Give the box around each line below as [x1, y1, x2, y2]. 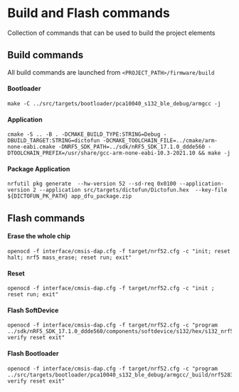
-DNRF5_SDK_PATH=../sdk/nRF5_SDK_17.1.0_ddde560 [58, 144, 205, 151]
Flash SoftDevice [7, 306, 59, 314]
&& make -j [198, 149, 231, 157]
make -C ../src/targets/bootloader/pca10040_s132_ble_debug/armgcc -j [7, 100, 221, 107]
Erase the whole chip [7, 232, 71, 240]
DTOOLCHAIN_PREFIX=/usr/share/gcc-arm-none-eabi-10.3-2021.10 [7, 149, 196, 157]
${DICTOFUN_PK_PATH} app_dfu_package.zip [7, 193, 132, 200]
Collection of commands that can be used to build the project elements [7, 28, 216, 37]
